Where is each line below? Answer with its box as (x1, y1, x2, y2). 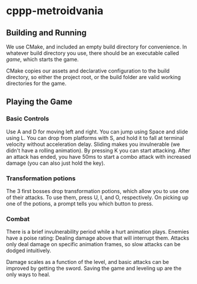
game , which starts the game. (6, 56, 79, 63)
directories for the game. (6, 80, 67, 87)
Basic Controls (6, 115, 49, 123)
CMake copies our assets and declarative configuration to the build (6, 67, 170, 74)
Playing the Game (6, 97, 73, 107)
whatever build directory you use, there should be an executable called (6, 50, 179, 57)
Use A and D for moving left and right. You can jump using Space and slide (6, 128, 188, 135)
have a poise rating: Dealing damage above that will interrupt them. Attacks (6, 234, 189, 241)
